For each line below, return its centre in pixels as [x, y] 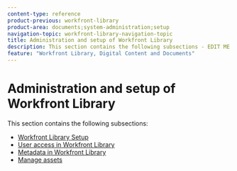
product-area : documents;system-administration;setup [89, 27]
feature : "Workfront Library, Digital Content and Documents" [101, 54]
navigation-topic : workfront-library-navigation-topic [90, 34]
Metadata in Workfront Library [62, 152]
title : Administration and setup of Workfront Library [90, 40]
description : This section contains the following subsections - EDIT [114, 47]
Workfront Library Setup [53, 137]
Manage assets [40, 160]
